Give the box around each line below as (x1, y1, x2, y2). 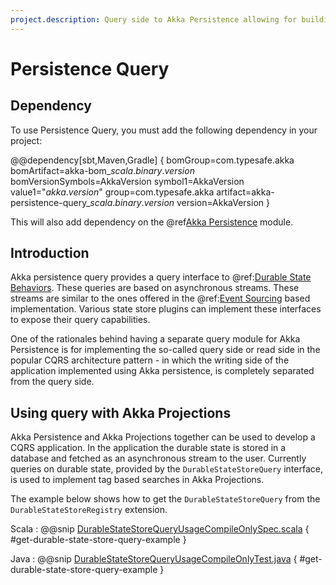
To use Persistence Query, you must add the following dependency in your (10, 124, 318, 136)
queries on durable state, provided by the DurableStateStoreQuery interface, (10, 463, 323, 475)
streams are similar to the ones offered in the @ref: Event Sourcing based (10, 292, 311, 305)
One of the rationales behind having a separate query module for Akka (10, 333, 301, 345)
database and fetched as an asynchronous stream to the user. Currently (10, 452, 307, 465)
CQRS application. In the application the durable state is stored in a (10, 442, 287, 454)
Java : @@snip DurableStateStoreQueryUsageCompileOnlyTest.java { (10, 553, 298, 565)
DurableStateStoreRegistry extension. (10, 504, 168, 516)
